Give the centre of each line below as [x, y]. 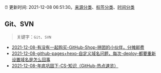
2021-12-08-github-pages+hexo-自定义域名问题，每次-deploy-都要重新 [84, 53]
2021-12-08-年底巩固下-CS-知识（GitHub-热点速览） [65, 66]
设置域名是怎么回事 [31, 59]
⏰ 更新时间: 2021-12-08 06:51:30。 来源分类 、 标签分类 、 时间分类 [70, 7]
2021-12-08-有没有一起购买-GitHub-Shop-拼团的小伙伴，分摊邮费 [78, 47]
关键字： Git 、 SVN [34, 37]
